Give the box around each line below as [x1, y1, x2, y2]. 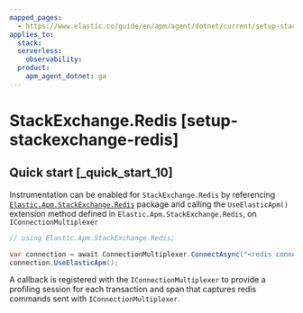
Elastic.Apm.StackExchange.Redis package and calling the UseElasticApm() [9, 199, 289, 210]
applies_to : [9, 30, 54, 39]
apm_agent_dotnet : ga [25, 72, 106, 81]
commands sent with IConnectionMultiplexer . [9, 293, 180, 304]
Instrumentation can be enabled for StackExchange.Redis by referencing [9, 189, 276, 200]
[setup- [179, 110, 239, 130]
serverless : [17, 47, 63, 56]
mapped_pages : [9, 13, 63, 22]
